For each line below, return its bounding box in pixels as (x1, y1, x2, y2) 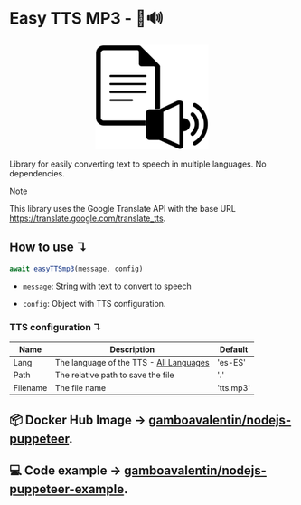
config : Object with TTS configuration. (22, 299, 166, 310)
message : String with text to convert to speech (22, 281, 192, 291)
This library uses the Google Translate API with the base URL (9, 204, 237, 214)
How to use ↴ (9, 239, 88, 254)
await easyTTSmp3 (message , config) (9, 264, 144, 273)
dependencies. (9, 168, 65, 179)
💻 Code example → (9, 462, 122, 478)
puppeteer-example (9, 481, 125, 497)
